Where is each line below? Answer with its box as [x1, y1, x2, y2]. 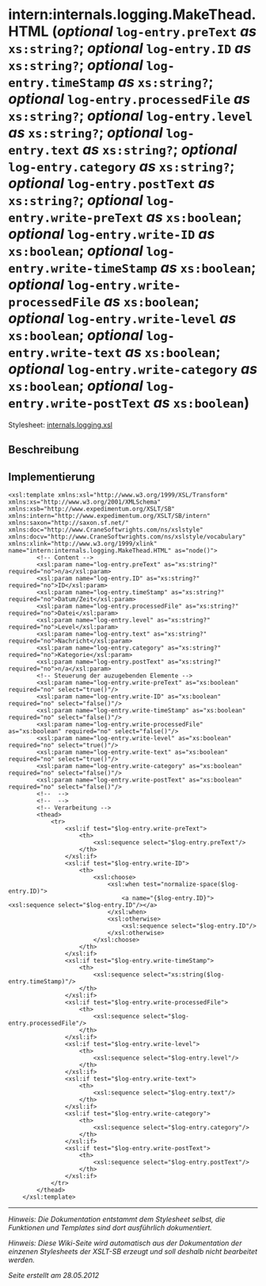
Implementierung [8, 470, 96, 484]
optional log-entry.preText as [56, 22, 257, 41]
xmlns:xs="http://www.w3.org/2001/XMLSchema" [8, 498, 161, 506]
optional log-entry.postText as [8, 175, 215, 192]
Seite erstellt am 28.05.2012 [8, 1271, 100, 1280]
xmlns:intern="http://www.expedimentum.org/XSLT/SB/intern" [8, 512, 211, 520]
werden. [8, 1255, 36, 1265]
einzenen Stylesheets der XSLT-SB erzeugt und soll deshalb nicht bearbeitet [8, 1247, 258, 1257]
